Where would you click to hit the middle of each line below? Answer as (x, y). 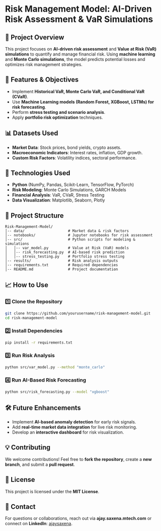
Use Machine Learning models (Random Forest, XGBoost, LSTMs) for (83, 102)
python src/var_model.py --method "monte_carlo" (55, 367)
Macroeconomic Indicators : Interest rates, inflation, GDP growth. (77, 152)
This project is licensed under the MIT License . (52, 491)
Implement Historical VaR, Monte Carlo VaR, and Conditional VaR (78, 92)
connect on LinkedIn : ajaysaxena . (39, 524)
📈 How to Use (27, 285)
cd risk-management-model (31, 318)
